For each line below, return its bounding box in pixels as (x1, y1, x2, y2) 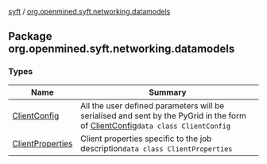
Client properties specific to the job (80, 133, 212, 144)
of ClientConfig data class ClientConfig (80, 119, 231, 131)
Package (8, 29, 53, 43)
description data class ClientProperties (80, 143, 233, 154)
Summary (148, 87, 187, 98)
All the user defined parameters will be (80, 100, 225, 111)
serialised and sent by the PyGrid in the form (80, 110, 246, 121)
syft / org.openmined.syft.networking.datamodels (8, 7, 171, 16)
